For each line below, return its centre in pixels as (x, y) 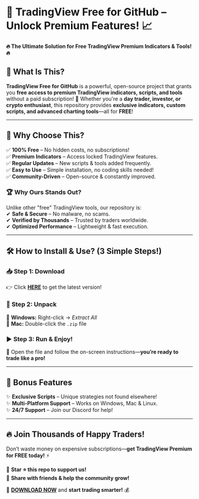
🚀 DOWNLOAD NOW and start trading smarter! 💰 (68, 490)
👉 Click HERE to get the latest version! (54, 287)
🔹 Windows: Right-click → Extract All (52, 317)
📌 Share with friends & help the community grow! (68, 478)
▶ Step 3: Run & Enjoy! (39, 339)
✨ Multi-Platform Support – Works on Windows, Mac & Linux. (82, 403)
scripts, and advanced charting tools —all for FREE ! (70, 111)
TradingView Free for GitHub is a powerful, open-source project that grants (99, 86)
